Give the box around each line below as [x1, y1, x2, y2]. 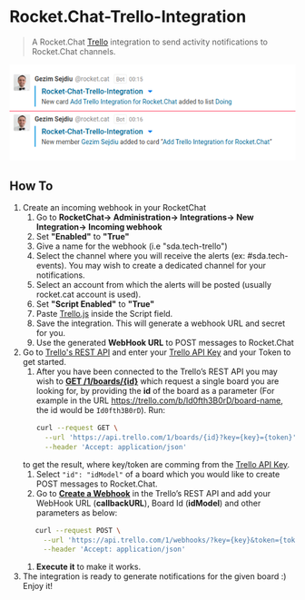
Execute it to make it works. [35, 561, 142, 573]
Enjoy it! [22, 581, 53, 592]
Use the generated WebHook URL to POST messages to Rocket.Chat [35, 338, 295, 349]
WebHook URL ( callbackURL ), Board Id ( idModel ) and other [35, 497, 261, 508]
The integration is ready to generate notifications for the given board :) [22, 571, 287, 582]
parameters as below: [35, 507, 118, 518]
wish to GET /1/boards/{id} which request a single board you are [35, 376, 280, 387]
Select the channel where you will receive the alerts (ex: [35, 251, 246, 261]
